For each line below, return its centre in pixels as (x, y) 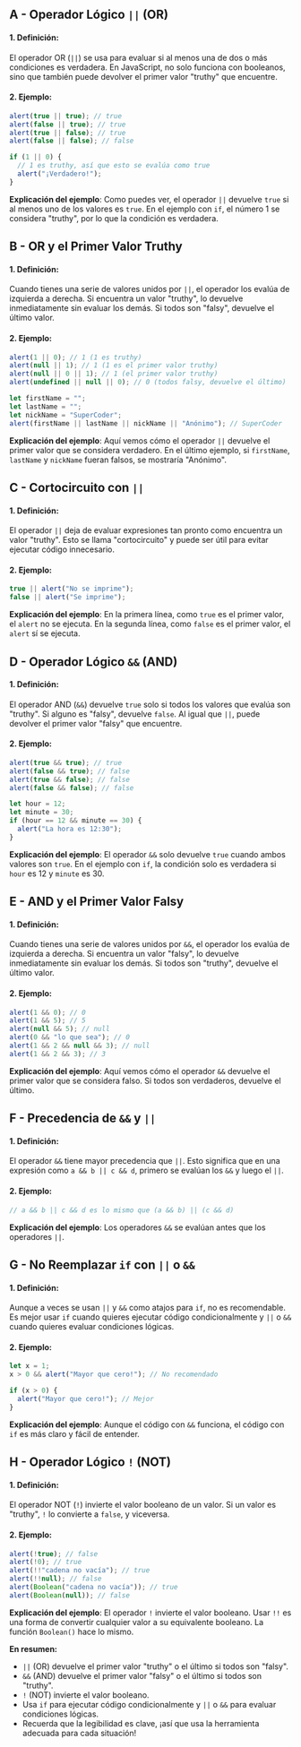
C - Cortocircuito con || (77, 487)
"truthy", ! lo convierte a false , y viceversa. (90, 1514)
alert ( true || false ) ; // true (68, 133)
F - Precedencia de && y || (83, 1119)
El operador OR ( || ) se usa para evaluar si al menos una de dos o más (138, 57)
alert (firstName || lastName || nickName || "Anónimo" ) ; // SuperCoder (146, 423)
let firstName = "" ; (48, 399)
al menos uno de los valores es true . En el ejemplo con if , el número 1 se (145, 209)
